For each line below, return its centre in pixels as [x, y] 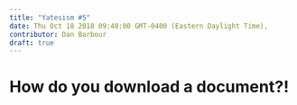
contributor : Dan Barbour [58, 34]
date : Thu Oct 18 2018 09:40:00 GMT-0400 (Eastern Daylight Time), [139, 26]
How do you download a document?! [149, 87]
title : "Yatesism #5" [50, 17]
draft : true [32, 43]
